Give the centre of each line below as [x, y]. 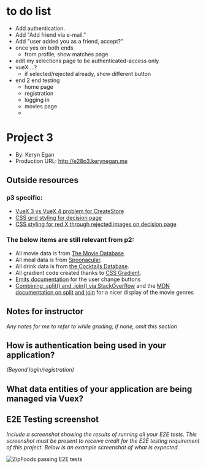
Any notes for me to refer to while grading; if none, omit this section [92, 326]
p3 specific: [25, 198]
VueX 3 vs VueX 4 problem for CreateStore [70, 211]
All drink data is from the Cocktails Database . [72, 266]
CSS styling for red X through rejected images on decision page [96, 224]
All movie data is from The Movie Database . [70, 253]
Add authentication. [40, 28]
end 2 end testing [37, 80]
